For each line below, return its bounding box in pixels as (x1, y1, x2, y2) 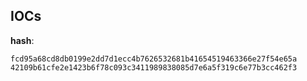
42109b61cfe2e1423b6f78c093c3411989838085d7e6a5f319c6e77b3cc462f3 (10, 62, 298, 73)
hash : (10, 34, 35, 46)
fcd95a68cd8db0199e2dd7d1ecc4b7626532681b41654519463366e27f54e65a (10, 54, 298, 64)
